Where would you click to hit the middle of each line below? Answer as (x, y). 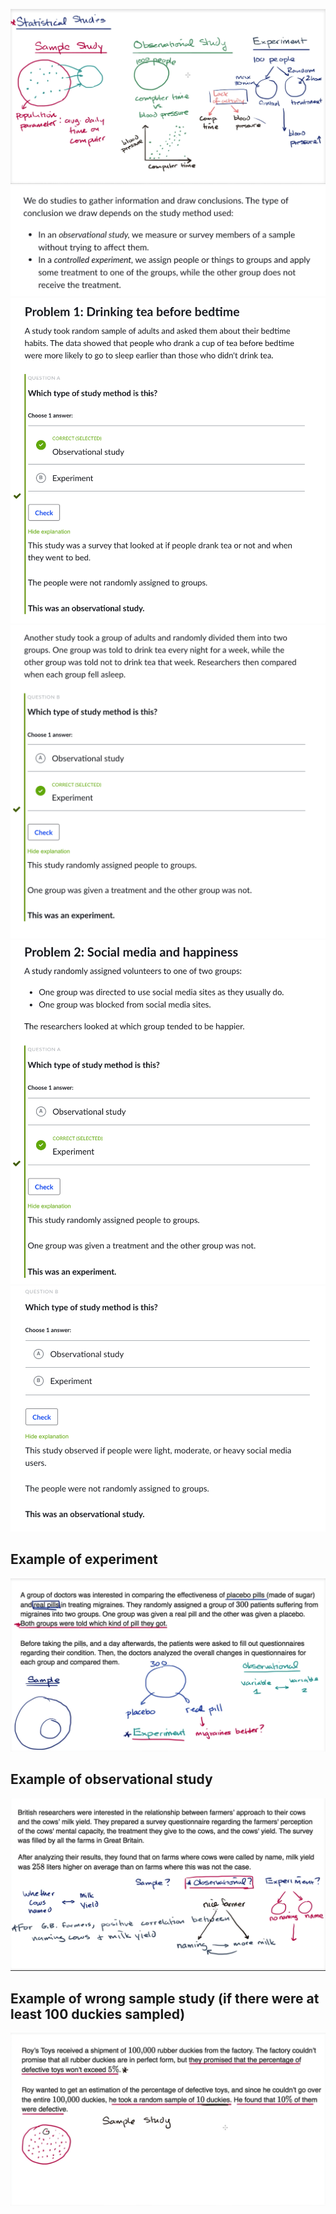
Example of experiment (84, 1559)
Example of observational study (111, 1779)
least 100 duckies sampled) (98, 2014)
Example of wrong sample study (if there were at (165, 1998)
